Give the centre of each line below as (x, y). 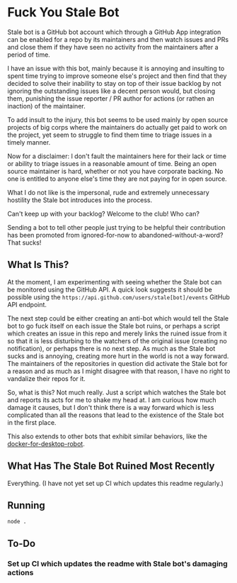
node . (17, 522)
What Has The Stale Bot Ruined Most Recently (111, 466)
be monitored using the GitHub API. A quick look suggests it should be (110, 289)
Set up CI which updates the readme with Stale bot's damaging (117, 563)
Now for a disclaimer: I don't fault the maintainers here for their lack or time (117, 156)
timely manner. (29, 142)
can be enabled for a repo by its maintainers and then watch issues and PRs (118, 39)
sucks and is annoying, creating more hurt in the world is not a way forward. (118, 356)
